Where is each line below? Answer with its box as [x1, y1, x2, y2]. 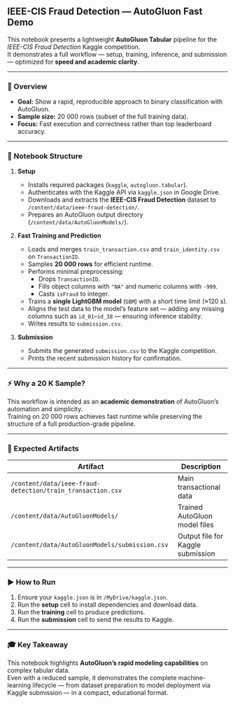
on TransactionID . [27, 252, 80, 261]
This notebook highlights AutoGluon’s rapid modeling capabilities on [7, 658, 208, 667]
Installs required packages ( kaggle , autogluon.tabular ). [27, 181, 187, 189]
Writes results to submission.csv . [27, 319, 122, 328]
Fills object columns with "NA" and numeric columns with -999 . [38, 282, 218, 291]
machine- [178, 673, 206, 682]
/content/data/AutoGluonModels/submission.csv [10, 541, 169, 548]
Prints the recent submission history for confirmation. [27, 354, 182, 363]
